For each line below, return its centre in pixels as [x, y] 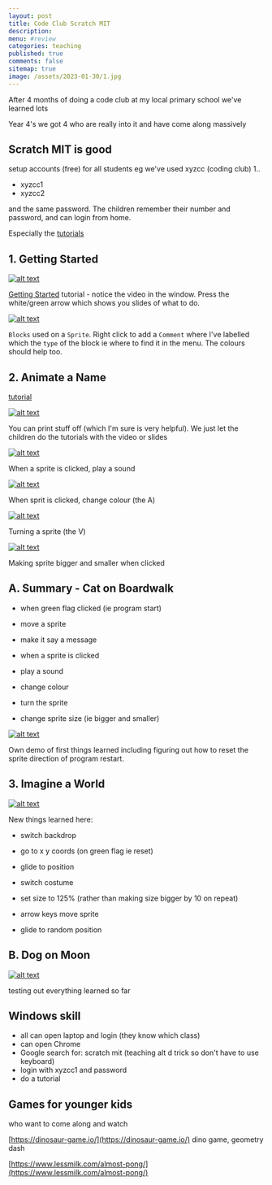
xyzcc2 [32, 193]
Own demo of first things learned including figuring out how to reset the [129, 749]
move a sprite [43, 623]
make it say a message [58, 640]
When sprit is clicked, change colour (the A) [82, 500]
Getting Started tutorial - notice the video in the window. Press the [119, 294]
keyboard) [37, 1061]
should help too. [35, 352]
